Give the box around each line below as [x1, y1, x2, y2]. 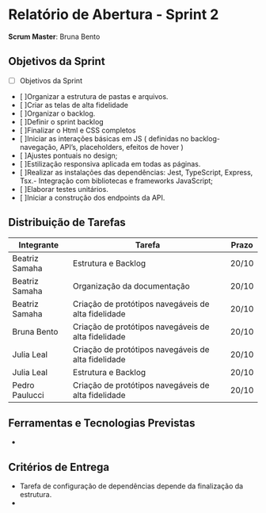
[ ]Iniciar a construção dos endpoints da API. [19, 193, 165, 202]
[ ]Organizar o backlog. [19, 109, 96, 118]
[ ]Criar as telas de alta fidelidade [19, 100, 129, 109]
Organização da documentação [72, 280, 190, 291]
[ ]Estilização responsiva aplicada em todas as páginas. [19, 159, 201, 168]
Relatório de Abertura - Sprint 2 [8, 6, 219, 24]
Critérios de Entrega [8, 460, 110, 473]
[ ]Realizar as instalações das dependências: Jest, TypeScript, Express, [19, 167, 253, 177]
